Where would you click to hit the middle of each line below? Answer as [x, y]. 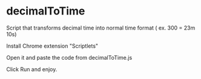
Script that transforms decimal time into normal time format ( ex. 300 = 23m [101, 28]
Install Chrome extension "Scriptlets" [52, 46]
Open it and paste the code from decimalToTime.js [69, 57]
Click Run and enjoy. [32, 69]
